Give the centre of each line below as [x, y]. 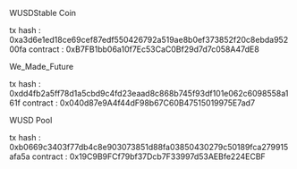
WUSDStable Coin [43, 13]
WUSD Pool [31, 120]
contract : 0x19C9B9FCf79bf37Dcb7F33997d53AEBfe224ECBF [148, 156]
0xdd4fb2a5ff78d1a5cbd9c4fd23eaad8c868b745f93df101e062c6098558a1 [149, 93]
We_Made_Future [42, 67]
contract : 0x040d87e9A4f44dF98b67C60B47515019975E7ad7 [139, 103]
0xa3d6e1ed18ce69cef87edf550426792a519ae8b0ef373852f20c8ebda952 [149, 40]
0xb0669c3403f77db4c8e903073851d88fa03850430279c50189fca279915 [149, 147]
